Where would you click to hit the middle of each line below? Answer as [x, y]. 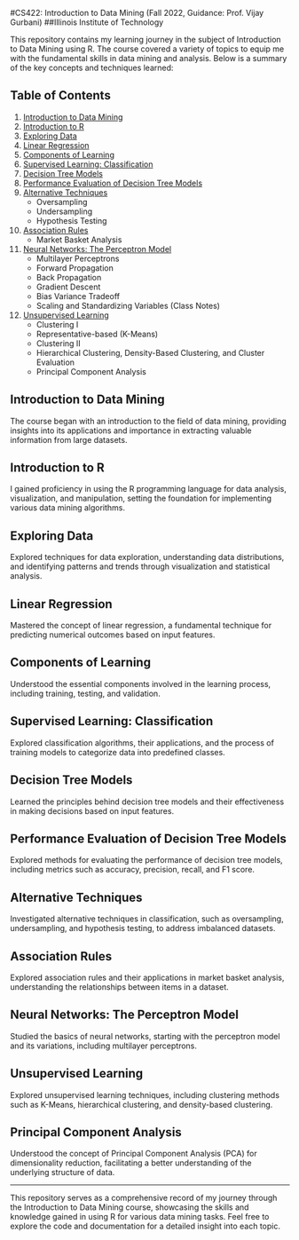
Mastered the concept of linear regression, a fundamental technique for [141, 626]
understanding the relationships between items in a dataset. [119, 987]
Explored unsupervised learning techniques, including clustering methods [145, 1094]
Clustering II [58, 343]
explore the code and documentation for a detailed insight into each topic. [146, 1226]
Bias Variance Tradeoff [78, 296]
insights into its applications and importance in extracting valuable [131, 430]
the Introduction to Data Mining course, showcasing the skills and [130, 1207]
